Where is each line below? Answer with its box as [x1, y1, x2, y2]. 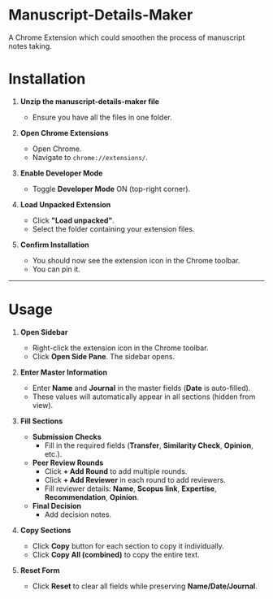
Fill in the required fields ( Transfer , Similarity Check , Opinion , [44, 441, 253, 450]
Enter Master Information [19, 367, 108, 377]
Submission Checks [32, 432, 102, 441]
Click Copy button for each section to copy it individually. [32, 540, 225, 550]
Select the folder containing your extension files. [32, 224, 195, 233]
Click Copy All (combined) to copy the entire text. [32, 549, 201, 559]
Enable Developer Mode [19, 168, 103, 178]
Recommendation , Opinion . [44, 492, 140, 501]
